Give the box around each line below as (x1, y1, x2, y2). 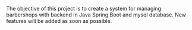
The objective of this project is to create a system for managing (6, 5, 162, 12)
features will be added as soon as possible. (6, 18, 112, 24)
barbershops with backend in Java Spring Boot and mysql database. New (6, 11, 186, 18)
